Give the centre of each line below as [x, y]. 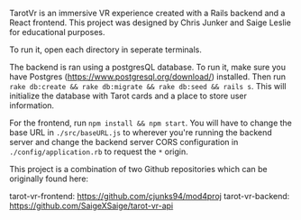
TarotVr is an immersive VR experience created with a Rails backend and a [147, 13]
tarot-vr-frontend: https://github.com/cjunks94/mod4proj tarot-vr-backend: [150, 196]
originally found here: [49, 179]
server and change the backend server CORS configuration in [124, 142]
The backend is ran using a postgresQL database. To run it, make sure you [148, 67]
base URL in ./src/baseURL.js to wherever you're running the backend [141, 133]
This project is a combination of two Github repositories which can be [138, 169]
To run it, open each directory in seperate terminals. [106, 50]
